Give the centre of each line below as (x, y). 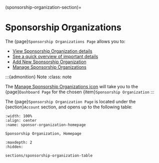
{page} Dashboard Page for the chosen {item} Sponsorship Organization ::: (80, 92)
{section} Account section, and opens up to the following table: (69, 107)
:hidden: (14, 147)
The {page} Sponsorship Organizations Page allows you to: (65, 41)
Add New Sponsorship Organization (49, 62)
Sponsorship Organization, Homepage (43, 133)
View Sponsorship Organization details (52, 51)
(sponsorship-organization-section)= (43, 7)
